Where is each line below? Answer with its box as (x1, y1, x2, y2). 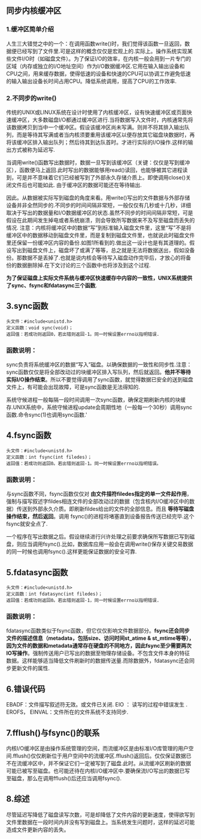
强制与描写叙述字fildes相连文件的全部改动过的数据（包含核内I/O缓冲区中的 (6, 498, 190, 505)
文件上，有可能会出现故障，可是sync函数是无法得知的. (6, 383, 141, 391)
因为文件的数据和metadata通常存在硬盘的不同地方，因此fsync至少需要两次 (6, 642, 192, 649)
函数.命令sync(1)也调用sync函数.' (6, 411, 88, 419)
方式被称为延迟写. (11, 146, 56, 153)
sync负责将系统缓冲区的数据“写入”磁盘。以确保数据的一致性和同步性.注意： (6, 361, 192, 368)
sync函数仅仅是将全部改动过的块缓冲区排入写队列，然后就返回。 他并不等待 (6, 368, 191, 376)
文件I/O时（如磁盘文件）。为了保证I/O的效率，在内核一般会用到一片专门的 (11, 55, 191, 62)
